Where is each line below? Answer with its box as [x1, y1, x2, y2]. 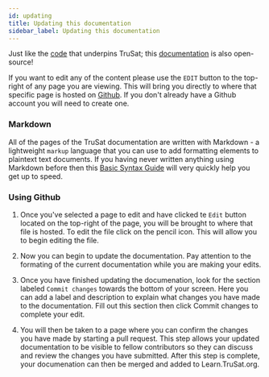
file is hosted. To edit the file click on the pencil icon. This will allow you [19, 226, 258, 236]
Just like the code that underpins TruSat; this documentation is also [8, 49, 232, 59]
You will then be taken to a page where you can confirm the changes [19, 325, 249, 334]
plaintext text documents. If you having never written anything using [8, 154, 234, 164]
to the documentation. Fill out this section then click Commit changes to [19, 300, 259, 310]
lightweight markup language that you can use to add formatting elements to [8, 146, 259, 155]
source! [8, 57, 34, 67]
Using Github [8, 191, 61, 202]
